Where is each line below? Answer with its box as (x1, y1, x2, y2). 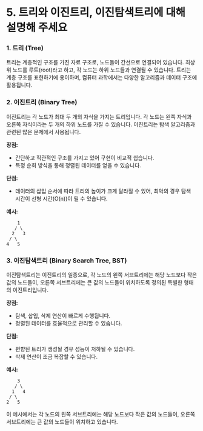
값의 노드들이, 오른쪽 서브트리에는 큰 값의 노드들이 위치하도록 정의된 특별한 (6, 279, 183, 286)
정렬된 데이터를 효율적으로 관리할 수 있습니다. (15, 319, 122, 327)
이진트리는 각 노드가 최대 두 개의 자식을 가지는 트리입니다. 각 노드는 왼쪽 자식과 (6, 113, 192, 120)
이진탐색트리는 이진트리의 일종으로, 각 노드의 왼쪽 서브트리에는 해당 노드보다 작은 (6, 271, 198, 279)
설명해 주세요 (6, 21, 68, 35)
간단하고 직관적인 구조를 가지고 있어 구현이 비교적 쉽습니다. (15, 154, 155, 161)
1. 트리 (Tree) (6, 44, 44, 52)
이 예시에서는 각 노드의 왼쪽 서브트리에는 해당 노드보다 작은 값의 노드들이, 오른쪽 (6, 410, 196, 418)
